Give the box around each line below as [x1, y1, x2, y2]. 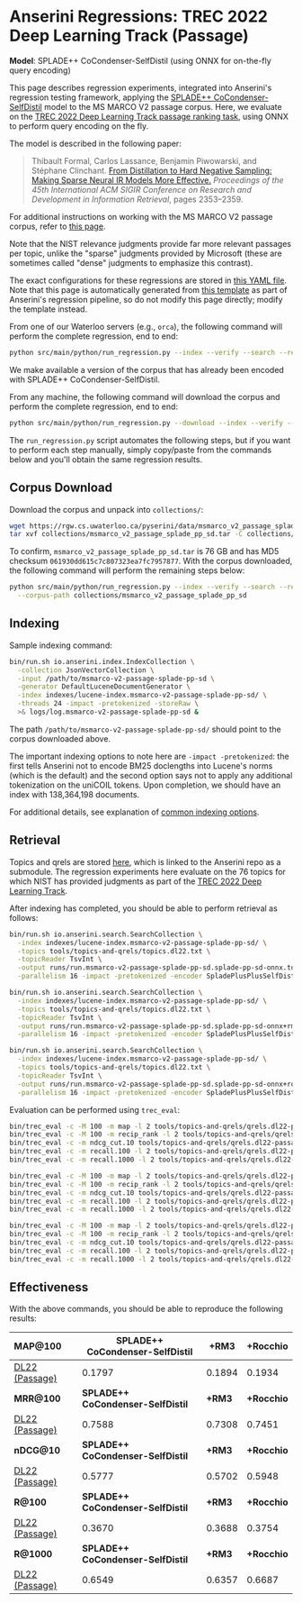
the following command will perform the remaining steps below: [9, 565, 245, 576]
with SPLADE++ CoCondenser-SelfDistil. [9, 374, 160, 385]
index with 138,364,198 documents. [9, 788, 140, 799]
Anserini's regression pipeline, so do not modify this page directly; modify [9, 294, 283, 305]
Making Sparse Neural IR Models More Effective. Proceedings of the [31, 174, 285, 186]
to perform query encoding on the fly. [9, 120, 149, 132]
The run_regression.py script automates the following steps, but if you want [9, 434, 291, 445]
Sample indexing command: [9, 640, 112, 651]
